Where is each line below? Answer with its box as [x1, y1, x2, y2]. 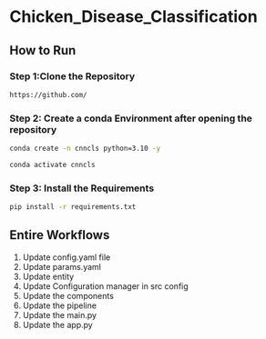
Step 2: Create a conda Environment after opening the [9, 112, 253, 125]
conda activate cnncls [9, 160, 96, 169]
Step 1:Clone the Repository [9, 70, 136, 83]
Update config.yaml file [22, 252, 111, 263]
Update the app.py [22, 319, 93, 330]
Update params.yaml [22, 261, 102, 272]
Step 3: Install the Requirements [9, 182, 155, 194]
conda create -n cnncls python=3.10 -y [9, 144, 161, 154]
